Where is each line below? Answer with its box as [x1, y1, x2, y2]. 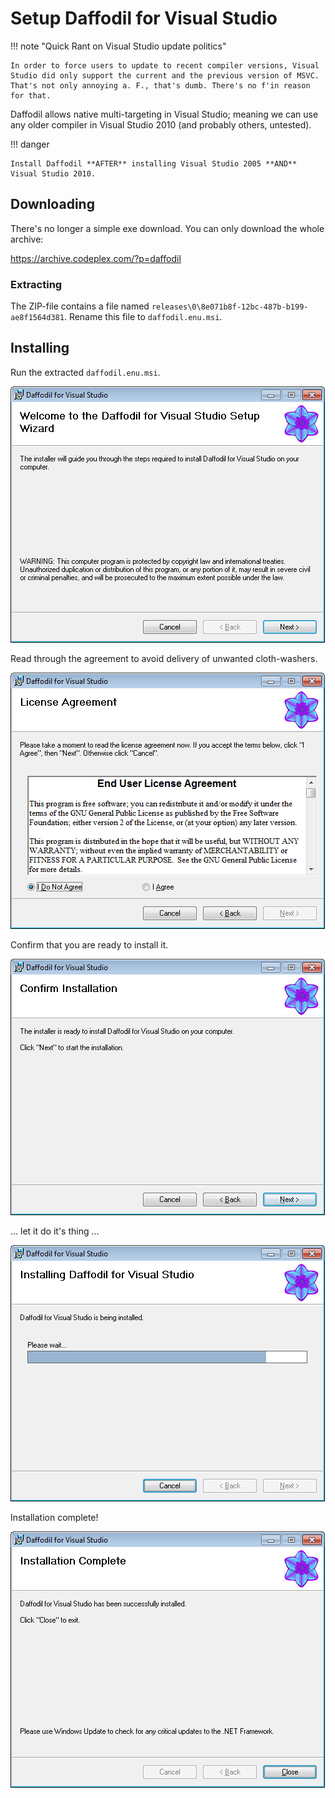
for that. [10, 90, 52, 101]
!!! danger [10, 138, 50, 150]
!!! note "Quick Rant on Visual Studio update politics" [10, 40, 227, 52]
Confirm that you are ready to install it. [10, 938, 169, 951]
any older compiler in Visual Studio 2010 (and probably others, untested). [10, 118, 312, 131]
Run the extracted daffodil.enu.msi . [10, 366, 161, 378]
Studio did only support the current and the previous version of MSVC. [10, 70, 320, 81]
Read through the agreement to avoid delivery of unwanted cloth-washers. [10, 652, 318, 664]
